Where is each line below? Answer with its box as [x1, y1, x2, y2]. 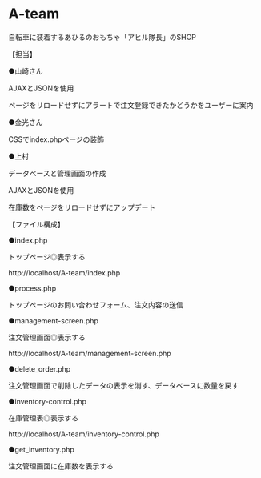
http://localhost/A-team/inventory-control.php [8, 429, 160, 439]
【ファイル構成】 [8, 219, 65, 229]
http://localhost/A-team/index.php [8, 267, 121, 277]
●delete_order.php [8, 364, 71, 373]
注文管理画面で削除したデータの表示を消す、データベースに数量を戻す [8, 380, 239, 390]
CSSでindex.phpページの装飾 [8, 134, 105, 144]
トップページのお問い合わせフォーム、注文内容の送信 [8, 299, 184, 309]
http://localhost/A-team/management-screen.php [8, 348, 172, 358]
